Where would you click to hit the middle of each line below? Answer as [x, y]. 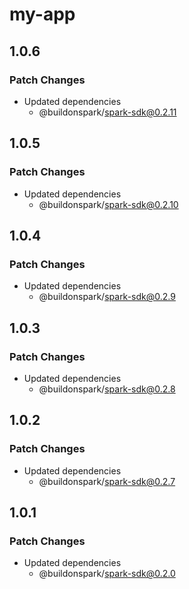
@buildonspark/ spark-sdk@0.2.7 [107, 481]
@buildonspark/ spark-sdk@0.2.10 [108, 204]
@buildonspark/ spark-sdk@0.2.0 [107, 574]
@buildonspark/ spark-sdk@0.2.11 [107, 112]
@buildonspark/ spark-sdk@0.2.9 [107, 297]
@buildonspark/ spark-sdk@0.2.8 [107, 389]
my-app [42, 14]
